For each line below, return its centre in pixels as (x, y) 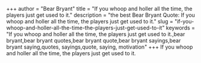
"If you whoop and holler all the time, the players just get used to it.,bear (96, 34)
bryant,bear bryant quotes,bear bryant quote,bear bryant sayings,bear (94, 40)
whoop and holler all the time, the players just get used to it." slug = (90, 21)
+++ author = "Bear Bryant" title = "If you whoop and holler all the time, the (99, 9)
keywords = (181, 28)
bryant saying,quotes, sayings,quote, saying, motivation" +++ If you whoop (100, 47)
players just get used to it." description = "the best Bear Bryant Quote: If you (101, 15)
